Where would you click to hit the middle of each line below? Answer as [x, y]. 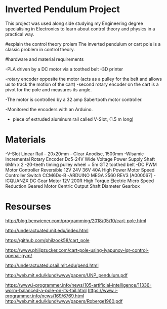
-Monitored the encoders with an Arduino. [49, 109]
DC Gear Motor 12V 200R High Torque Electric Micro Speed [92, 181]
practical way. [20, 34]
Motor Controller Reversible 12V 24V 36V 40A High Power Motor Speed [80, 170]
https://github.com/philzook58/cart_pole [48, 240]
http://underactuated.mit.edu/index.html [47, 230]
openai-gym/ [19, 255]
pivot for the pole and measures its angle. [49, 89]
